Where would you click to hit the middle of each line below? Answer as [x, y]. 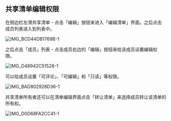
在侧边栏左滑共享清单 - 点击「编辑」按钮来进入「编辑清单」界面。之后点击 [84, 22]
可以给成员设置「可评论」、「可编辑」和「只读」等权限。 [63, 76]
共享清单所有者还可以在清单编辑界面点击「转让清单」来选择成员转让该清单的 [86, 97]
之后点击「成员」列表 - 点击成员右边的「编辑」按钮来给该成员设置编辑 [79, 49]
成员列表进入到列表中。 [30, 28]
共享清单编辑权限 [32, 9]
